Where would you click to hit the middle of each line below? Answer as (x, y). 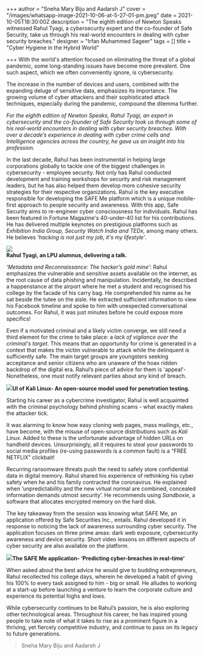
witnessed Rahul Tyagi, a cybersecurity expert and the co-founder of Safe (100, 28)
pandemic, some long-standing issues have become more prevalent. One (98, 66)
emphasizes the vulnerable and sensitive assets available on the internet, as (102, 273)
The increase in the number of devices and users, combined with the (93, 84)
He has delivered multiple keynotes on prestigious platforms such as (92, 224)
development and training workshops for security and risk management (96, 179)
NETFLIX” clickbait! (30, 457)
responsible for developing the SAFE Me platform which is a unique (91, 198)
